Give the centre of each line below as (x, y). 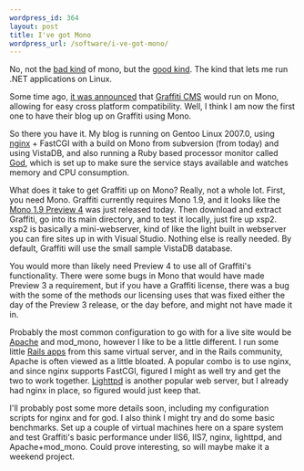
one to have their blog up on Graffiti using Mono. (101, 116)
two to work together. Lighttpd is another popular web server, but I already (149, 381)
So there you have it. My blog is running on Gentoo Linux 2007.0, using (142, 134)
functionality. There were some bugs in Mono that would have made (137, 276)
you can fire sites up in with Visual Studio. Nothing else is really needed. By (151, 239)
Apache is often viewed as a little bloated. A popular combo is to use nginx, (151, 361)
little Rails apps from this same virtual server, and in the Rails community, (146, 351)
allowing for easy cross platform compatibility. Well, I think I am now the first (152, 107)
